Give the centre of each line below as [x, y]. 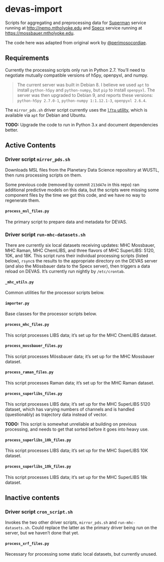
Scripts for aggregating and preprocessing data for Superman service [76, 23]
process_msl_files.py [27, 211]
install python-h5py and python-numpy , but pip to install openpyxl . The [86, 90]
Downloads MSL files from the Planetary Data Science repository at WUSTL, [82, 170]
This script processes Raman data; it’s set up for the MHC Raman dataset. [80, 383]
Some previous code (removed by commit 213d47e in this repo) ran [72, 185]
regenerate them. [23, 201]
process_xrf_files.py [27, 544]
